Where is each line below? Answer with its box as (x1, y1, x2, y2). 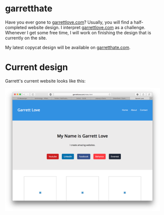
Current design (5, 62, 68, 73)
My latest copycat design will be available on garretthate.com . (5, 44, 131, 50)
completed (5, 24, 27, 30)
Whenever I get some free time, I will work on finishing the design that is (5, 30, 151, 35)
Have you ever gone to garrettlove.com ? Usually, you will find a (5, 19, 133, 25)
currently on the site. (5, 35, 48, 41)
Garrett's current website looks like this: (5, 78, 86, 84)
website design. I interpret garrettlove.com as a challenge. (27, 24, 146, 30)
